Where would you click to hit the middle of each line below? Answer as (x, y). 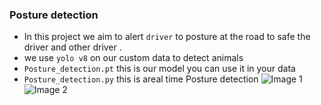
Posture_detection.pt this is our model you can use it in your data (159, 69)
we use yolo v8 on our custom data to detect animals (133, 58)
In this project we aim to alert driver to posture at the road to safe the (167, 37)
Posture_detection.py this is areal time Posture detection (141, 79)
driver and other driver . (72, 47)
